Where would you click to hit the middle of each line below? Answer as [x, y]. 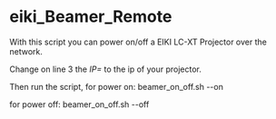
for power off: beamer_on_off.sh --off [79, 104]
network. [26, 51]
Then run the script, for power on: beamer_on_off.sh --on [117, 86]
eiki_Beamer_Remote [91, 17]
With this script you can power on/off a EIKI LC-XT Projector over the [138, 42]
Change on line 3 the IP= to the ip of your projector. [105, 69]
